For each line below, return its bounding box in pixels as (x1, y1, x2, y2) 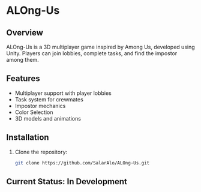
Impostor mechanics (14, 102, 66, 109)
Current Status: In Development (6, 176, 128, 187)
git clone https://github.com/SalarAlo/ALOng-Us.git (14, 160, 150, 166)
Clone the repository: (14, 148, 68, 155)
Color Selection (14, 109, 53, 116)
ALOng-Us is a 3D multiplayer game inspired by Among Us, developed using (6, 43, 195, 50)
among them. (6, 56, 39, 63)
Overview (6, 28, 44, 38)
